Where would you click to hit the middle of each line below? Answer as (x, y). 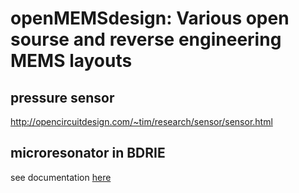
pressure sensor (62, 97)
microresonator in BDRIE (88, 153)
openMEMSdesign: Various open (150, 18)
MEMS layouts (71, 61)
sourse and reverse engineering (146, 39)
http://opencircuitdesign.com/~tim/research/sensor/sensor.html (141, 121)
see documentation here (61, 177)
